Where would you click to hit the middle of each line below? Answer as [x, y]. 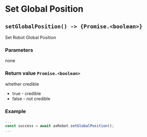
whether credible [22, 84]
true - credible [27, 93]
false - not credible [31, 98]
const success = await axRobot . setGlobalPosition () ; [60, 126]
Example [16, 111]
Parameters [19, 50]
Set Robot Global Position [31, 37]
